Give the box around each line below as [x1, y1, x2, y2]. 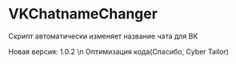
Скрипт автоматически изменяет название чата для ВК [8, 31, 198, 41]
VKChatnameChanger [8, 5, 158, 23]
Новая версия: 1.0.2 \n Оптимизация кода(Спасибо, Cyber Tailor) [8, 46, 230, 56]
